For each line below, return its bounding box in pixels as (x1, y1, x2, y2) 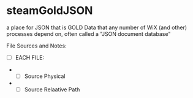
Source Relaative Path (24, 86, 80, 93)
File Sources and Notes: (6, 42, 67, 49)
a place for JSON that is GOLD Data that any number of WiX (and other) (6, 24, 187, 31)
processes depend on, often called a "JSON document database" (6, 30, 171, 37)
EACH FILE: (15, 54, 45, 61)
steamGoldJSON (6, 4, 93, 18)
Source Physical (24, 72, 66, 80)
